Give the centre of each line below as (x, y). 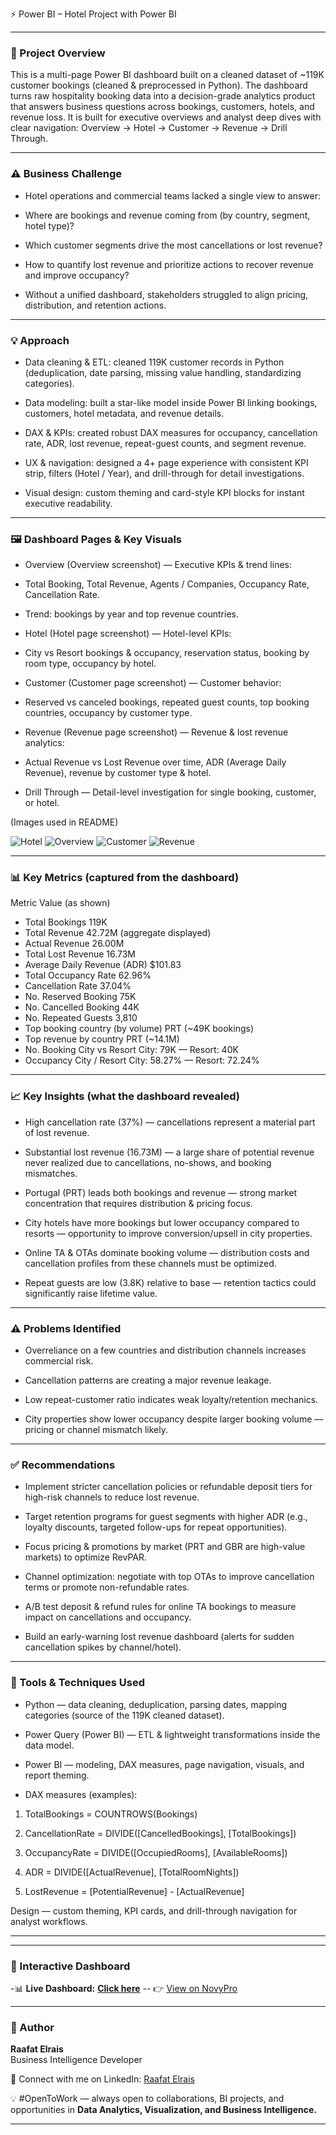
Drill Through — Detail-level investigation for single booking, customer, (170, 792)
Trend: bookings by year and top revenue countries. (131, 614)
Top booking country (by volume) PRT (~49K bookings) (139, 1029)
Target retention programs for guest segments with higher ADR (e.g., (166, 1517)
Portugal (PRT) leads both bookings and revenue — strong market (160, 1192)
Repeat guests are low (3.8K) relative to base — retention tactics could (170, 1282)
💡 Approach (40, 340)
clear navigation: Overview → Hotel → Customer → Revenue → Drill (149, 128)
